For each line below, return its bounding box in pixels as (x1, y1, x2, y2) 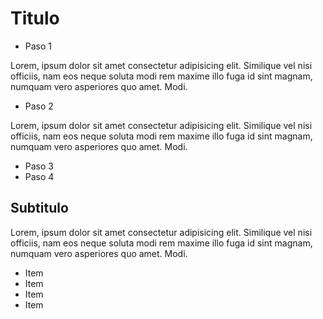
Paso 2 (24, 100, 54, 112)
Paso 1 (24, 40, 53, 52)
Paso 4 (24, 170, 55, 182)
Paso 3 (24, 160, 54, 172)
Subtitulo (10, 200, 69, 217)
